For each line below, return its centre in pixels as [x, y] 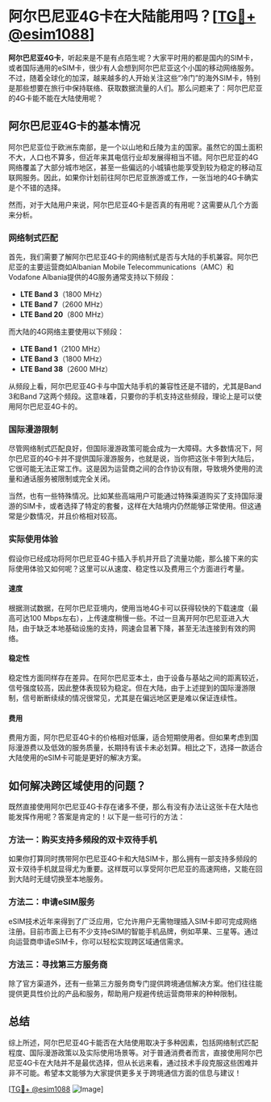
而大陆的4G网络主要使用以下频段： [67, 331]
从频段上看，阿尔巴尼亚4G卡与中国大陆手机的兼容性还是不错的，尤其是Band [135, 386]
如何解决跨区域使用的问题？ [77, 785]
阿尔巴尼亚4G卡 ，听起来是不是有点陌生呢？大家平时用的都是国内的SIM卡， [133, 57]
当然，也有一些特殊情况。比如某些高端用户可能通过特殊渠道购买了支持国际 [132, 496]
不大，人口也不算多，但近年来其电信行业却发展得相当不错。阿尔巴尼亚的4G [133, 157]
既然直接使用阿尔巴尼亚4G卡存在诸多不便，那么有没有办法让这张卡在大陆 [130, 807]
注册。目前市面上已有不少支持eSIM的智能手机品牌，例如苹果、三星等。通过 [133, 931]
